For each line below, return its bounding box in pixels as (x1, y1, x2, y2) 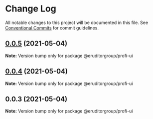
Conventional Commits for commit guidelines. (5, 24, 99, 30)
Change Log (5, 3, 56, 14)
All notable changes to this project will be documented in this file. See (5, 19, 149, 25)
